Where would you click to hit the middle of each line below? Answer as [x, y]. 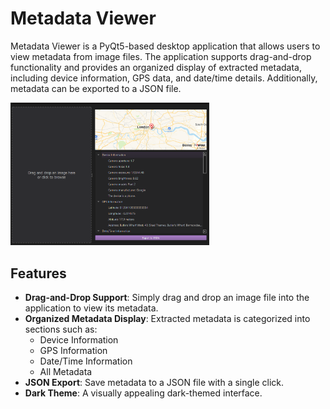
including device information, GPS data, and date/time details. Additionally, [164, 78]
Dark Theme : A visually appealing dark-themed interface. [143, 393]
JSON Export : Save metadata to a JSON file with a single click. [154, 383]
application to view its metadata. [91, 308]
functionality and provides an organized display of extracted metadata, [156, 67]
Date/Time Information [86, 361]
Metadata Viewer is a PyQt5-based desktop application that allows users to [165, 46]
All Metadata [66, 372]
